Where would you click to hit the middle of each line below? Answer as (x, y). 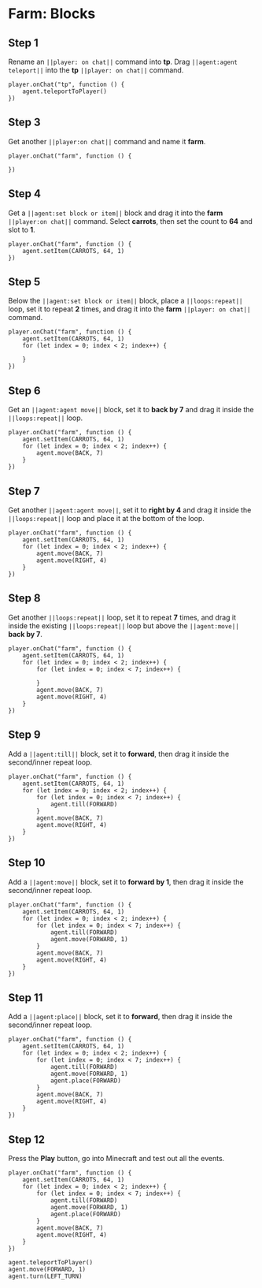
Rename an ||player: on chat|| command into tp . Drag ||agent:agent (123, 61)
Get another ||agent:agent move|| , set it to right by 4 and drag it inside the (130, 510)
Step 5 (24, 282)
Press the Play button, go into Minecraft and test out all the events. (116, 1159)
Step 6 (24, 391)
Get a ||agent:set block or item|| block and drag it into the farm (116, 213)
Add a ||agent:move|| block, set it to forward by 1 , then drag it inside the (126, 882)
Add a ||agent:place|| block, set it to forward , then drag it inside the (120, 1017)
